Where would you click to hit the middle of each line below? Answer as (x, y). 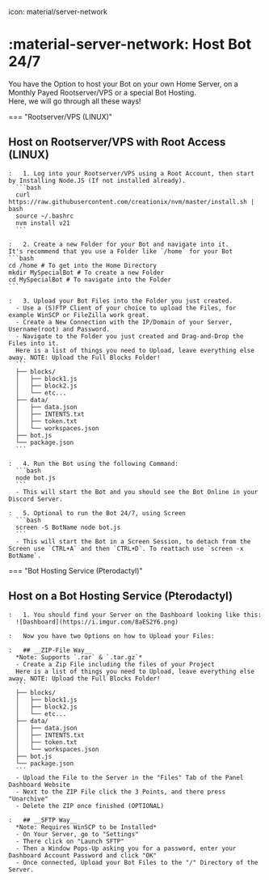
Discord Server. (36, 499)
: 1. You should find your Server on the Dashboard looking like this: (135, 615)
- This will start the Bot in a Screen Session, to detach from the (133, 541)
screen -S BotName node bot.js (68, 527)
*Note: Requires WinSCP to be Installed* (86, 827)
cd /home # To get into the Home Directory (83, 265)
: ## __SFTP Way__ (43, 820)
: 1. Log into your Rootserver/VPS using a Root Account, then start (131, 173)
